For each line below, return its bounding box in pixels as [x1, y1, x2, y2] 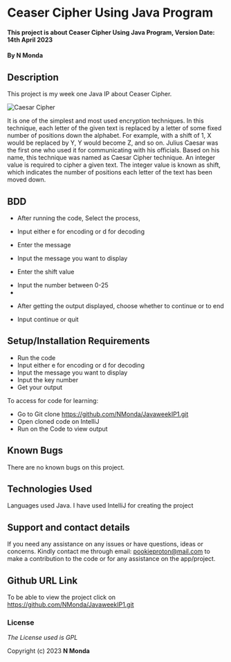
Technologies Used [7, 483, 92, 495]
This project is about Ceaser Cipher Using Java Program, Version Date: [7, 28, 215, 36]
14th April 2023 [7, 35, 53, 44]
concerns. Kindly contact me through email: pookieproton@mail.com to [7, 547, 211, 555]
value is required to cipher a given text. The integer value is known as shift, [7, 161, 221, 169]
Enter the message [17, 241, 71, 249]
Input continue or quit [17, 315, 79, 323]
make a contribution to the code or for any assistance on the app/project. [7, 555, 216, 563]
